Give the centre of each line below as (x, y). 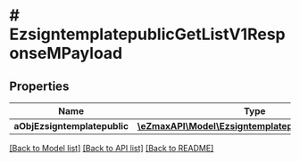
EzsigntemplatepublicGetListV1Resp (147, 34)
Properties (39, 86)
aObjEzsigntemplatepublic (71, 126)
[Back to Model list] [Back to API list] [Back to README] (112, 148)
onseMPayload (66, 53)
